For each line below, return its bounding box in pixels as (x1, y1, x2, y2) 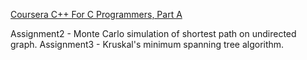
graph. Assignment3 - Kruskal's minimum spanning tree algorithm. (10, 39, 285, 50)
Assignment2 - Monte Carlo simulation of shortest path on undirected (10, 28, 297, 39)
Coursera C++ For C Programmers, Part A (10, 9, 183, 20)
